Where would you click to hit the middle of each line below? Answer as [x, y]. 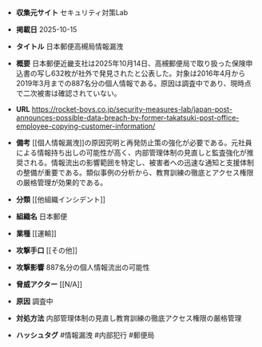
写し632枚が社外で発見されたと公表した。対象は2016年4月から [141, 73]
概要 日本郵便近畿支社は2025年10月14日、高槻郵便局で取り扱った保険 [131, 63]
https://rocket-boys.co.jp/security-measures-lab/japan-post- [132, 109]
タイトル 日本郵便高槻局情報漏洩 [69, 46]
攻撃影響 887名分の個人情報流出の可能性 [83, 267]
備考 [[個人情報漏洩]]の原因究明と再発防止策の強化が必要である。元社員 [134, 142]
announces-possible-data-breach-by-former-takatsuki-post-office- [127, 118]
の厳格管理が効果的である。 [62, 182]
